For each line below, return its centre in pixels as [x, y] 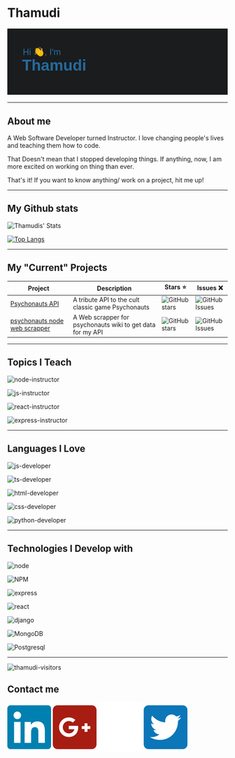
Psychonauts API [35, 304]
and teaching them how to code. [54, 145]
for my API [88, 332]
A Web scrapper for [101, 317]
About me [29, 121]
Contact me [33, 689]
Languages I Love [47, 449]
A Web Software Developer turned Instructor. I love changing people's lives [115, 137]
